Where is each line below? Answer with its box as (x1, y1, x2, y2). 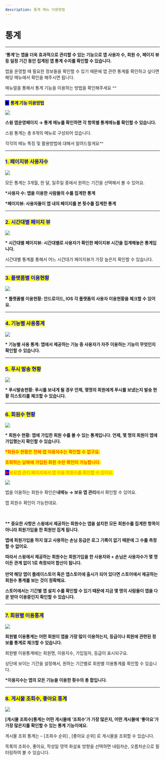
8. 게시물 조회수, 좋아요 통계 (5, 695, 67, 702)
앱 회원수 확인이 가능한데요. (5, 500, 58, 506)
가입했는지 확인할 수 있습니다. (5, 438, 61, 444)
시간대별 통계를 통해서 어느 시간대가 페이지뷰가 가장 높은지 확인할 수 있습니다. (5, 256, 153, 263)
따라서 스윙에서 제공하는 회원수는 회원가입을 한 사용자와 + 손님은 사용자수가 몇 (5, 554, 153, 560)
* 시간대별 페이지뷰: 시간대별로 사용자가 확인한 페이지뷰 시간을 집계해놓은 (5, 240, 144, 246)
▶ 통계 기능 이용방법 (5, 100, 44, 106)
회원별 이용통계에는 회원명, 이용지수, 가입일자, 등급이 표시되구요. (5, 650, 129, 656)
